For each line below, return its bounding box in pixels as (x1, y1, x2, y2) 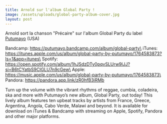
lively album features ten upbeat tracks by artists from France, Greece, (5, 97, 151, 103)
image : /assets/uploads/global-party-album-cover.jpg (5, 12, 120, 17)
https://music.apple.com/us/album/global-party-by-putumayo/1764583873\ (5, 72, 161, 78)
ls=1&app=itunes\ (5, 56, 41, 62)
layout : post (5, 16, 32, 21)
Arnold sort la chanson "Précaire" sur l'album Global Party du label (5, 30, 142, 36)
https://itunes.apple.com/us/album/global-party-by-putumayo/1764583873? (5, 50, 162, 56)
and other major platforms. (5, 113, 60, 119)
